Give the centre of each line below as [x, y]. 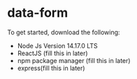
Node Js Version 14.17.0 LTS [57, 45]
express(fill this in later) [51, 68]
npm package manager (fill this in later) [74, 60]
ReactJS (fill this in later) [53, 53]
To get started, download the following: [64, 32]
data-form [38, 13]
